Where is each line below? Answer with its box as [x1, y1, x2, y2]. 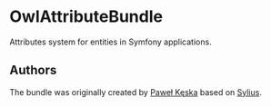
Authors [9, 63, 57, 78]
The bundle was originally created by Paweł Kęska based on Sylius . [9, 86, 262, 97]
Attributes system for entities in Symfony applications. [9, 36, 212, 47]
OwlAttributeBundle [9, 6, 164, 27]
